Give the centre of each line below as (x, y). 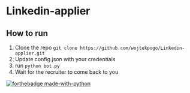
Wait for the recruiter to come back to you (67, 72)
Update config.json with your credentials (65, 59)
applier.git (30, 53)
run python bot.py (37, 65)
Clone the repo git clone (46, 47)
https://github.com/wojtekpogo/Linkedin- (132, 48)
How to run (27, 33)
